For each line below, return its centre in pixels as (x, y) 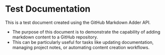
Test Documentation (48, 9)
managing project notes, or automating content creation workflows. (81, 47)
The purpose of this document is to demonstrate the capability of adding (86, 32)
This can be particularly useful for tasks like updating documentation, (83, 42)
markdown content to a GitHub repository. (55, 37)
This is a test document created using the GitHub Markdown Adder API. (78, 22)
